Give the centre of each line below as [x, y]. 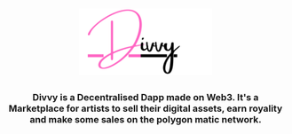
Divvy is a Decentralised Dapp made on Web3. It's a [146, 98]
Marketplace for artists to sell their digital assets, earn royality [146, 108]
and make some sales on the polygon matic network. [146, 120]
